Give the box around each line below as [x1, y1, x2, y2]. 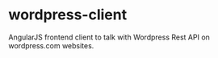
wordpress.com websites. [8, 40, 94, 50]
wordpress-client [8, 6, 128, 24]
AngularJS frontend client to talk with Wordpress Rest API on [8, 32, 210, 42]
